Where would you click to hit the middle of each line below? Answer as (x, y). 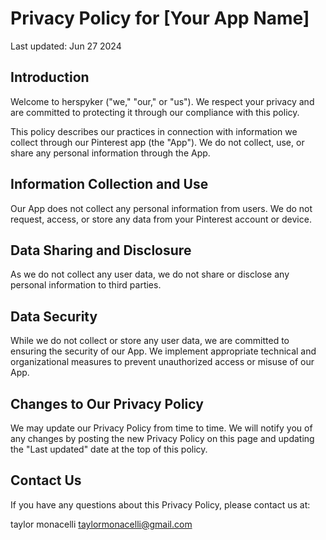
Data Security (54, 316)
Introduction (50, 77)
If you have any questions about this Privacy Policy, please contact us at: (160, 504)
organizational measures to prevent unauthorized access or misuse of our (162, 362)
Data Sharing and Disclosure (101, 250)
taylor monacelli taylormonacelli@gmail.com (101, 524)
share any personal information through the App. (110, 153)
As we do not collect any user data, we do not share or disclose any (150, 274)
